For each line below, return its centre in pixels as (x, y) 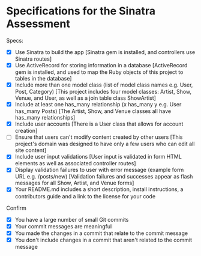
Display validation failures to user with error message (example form (99, 170)
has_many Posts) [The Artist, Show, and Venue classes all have (93, 111)
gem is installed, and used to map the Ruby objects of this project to (99, 72)
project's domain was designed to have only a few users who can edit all (105, 144)
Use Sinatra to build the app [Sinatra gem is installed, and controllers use (105, 52)
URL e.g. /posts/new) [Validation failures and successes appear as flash (104, 177)
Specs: (15, 40)
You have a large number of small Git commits (72, 219)
